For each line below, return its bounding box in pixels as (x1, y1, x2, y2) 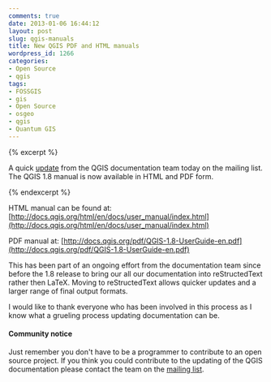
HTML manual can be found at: (8, 203, 112, 212)
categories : (8, 58, 49, 66)
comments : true (8, 11, 60, 20)
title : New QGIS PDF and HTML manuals (8, 42, 140, 50)
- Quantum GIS (8, 125, 57, 133)
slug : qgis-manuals (8, 34, 75, 43)
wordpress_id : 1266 (8, 49, 75, 58)
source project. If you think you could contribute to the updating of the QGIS (8, 355, 263, 365)
